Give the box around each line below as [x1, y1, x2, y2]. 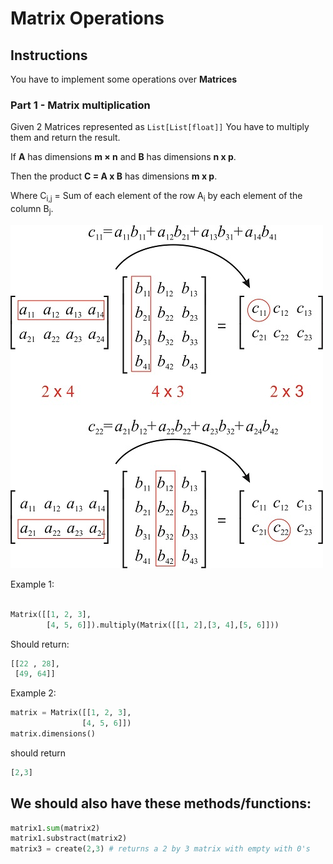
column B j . [10, 203, 54, 217]
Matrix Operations [10, 7, 165, 30]
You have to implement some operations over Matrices [10, 73, 238, 85]
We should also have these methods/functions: [10, 795, 312, 812]
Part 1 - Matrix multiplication [10, 98, 151, 112]
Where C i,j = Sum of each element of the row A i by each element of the [10, 190, 303, 204]
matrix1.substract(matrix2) [10, 833, 128, 844]
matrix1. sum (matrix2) [10, 823, 101, 833]
